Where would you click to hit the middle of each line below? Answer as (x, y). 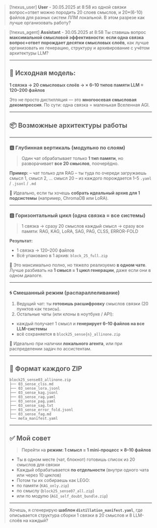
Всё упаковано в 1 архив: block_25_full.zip (62, 256)
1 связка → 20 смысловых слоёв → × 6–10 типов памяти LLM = (76, 85)
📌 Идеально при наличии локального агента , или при (66, 343)
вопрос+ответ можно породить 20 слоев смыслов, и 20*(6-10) (76, 12)
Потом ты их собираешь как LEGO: (53, 480)
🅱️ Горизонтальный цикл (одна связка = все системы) (77, 215)
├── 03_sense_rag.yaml (32, 397)
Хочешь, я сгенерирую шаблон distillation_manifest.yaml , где (76, 510)
